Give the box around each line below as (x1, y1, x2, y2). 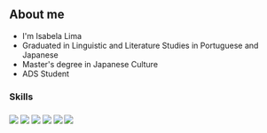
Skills (9, 90, 34, 103)
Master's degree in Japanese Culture (21, 59, 158, 69)
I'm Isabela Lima (21, 30, 82, 41)
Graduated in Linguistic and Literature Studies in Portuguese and (21, 40, 259, 51)
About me (9, 7, 65, 22)
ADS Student (21, 68, 69, 79)
